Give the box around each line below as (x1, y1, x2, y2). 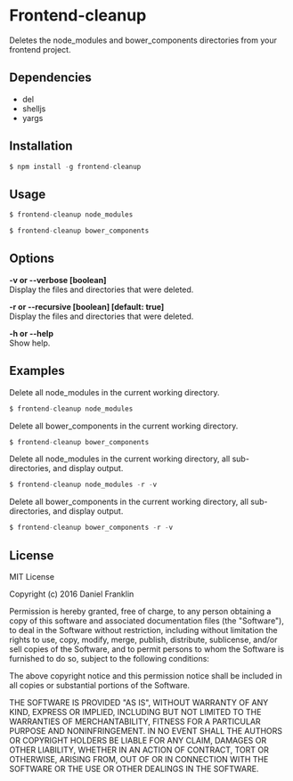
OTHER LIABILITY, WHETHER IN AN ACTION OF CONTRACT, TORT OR (9, 744, 269, 755)
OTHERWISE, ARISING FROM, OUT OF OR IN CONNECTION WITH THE (9, 753, 269, 764)
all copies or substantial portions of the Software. (9, 679, 190, 690)
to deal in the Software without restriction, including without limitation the (9, 624, 278, 635)
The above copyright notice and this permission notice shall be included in (9, 670, 282, 681)
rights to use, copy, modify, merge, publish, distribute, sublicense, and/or (9, 634, 278, 645)
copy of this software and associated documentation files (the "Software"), (9, 615, 285, 626)
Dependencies (9, 70, 92, 85)
